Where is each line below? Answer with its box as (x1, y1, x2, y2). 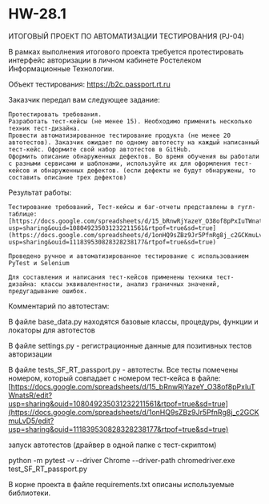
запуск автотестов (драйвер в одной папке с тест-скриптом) (8, 440, 217, 450)
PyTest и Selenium (8, 259, 70, 267)
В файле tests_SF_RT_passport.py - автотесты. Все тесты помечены (8, 365, 239, 374)
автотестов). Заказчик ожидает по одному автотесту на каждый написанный (8, 138, 260, 147)
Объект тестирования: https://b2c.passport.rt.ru (8, 79, 171, 89)
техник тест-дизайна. (8, 124, 81, 132)
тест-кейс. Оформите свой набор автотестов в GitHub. (8, 145, 192, 153)
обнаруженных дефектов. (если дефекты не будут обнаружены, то (40, 166, 256, 175)
